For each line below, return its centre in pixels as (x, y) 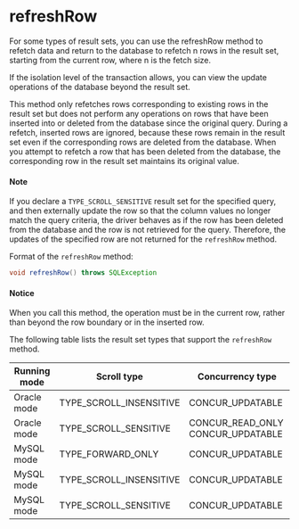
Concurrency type (237, 376)
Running (32, 371)
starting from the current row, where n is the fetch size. (110, 60)
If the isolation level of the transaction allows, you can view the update (138, 77)
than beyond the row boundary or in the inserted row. (107, 322)
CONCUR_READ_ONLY (236, 423)
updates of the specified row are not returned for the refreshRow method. (143, 239)
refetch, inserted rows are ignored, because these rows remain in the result (147, 132)
